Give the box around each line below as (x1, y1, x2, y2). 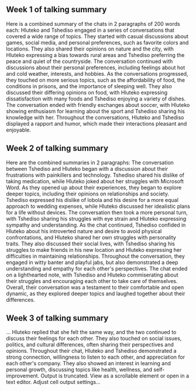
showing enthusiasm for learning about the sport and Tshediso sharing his (6, 107, 185, 114)
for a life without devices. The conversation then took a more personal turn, (6, 208, 188, 216)
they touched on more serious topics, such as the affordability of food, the (6, 76, 185, 83)
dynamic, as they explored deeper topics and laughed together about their (6, 290, 185, 297)
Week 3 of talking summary (6, 314, 109, 323)
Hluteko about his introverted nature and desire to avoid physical (6, 227, 162, 234)
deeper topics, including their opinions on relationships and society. (6, 190, 170, 197)
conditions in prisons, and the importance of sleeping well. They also (6, 82, 173, 90)
